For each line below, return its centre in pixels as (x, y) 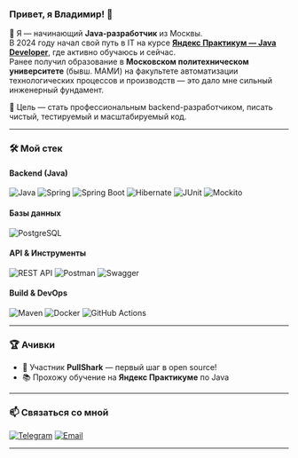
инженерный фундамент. (57, 90)
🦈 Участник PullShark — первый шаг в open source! (119, 367)
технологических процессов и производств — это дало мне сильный (141, 81)
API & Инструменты (48, 253)
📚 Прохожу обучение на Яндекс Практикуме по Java (125, 377)
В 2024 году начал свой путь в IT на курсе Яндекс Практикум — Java (143, 43)
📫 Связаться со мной (59, 413)
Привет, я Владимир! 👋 (61, 14)
